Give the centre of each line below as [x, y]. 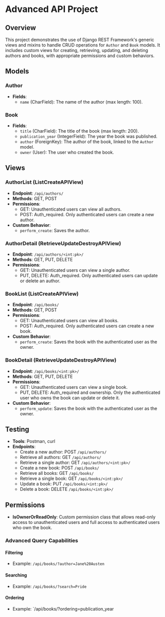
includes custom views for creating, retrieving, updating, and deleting [77, 50]
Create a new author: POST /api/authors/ [63, 452]
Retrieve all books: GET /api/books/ [57, 473]
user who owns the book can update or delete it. [70, 398]
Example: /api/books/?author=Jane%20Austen [58, 563]
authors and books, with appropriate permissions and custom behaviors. [80, 56]
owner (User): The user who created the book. [67, 152]
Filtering [14, 552]
